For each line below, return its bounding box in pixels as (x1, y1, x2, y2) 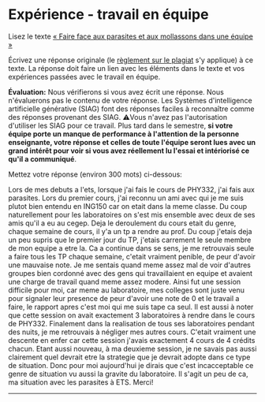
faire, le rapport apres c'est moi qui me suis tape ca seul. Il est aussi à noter (8, 302, 254, 311)
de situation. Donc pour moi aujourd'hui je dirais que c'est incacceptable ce (8, 360, 254, 370)
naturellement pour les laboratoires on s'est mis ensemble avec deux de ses (8, 210, 256, 219)
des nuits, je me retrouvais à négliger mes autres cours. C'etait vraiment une (8, 327, 256, 337)
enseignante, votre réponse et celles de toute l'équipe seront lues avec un (8, 137, 256, 147)
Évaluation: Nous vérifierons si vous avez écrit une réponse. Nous (8, 87, 225, 96)
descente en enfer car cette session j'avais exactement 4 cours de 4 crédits (8, 335, 256, 344)
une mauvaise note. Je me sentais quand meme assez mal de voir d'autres (8, 260, 251, 270)
